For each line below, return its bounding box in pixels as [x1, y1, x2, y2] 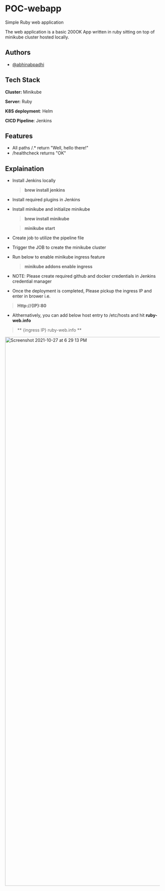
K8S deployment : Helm [5, 108, 53, 114]
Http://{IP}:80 [17, 303, 47, 309]
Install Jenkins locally [12, 178, 56, 184]
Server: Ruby [5, 98, 32, 104]
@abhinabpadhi [12, 61, 44, 67]
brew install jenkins [24, 187, 65, 193]
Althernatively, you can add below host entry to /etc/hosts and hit [12, 312, 145, 318]
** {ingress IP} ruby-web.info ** [17, 327, 82, 333]
